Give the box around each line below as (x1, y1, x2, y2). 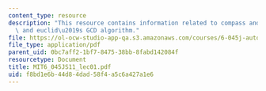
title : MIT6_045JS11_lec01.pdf (8, 63, 112, 71)
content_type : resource (8, 11, 87, 20)
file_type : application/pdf (8, 41, 101, 49)
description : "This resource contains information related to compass (8, 19, 246, 27)
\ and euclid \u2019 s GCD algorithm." (15, 26, 140, 34)
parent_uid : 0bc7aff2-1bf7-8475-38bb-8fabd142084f (8, 48, 179, 56)
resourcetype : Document (8, 56, 87, 64)
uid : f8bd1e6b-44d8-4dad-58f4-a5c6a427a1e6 (8, 70, 154, 78)
